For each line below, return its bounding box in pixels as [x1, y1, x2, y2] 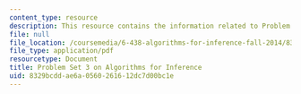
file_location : [9, 38, 66, 47]
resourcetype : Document [9, 55, 99, 64]
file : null [9, 30, 50, 38]
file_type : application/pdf [9, 47, 115, 56]
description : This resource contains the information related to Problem [9, 21, 291, 30]
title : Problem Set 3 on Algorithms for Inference [9, 64, 202, 73]
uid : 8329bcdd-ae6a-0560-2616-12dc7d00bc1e [9, 72, 175, 81]
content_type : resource [9, 13, 99, 22]
